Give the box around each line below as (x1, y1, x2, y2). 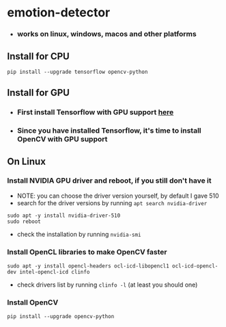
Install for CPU (7, 50, 70, 62)
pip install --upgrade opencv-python (7, 313, 115, 320)
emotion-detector (7, 5, 111, 21)
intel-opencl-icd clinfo (19, 269, 90, 276)
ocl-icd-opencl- (171, 263, 218, 270)
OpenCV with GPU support (16, 135, 108, 144)
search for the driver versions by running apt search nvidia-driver (16, 198, 208, 207)
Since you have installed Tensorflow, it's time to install (16, 126, 201, 135)
